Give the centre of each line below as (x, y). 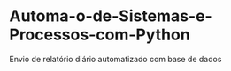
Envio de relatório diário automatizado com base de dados (115, 59)
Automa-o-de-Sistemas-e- (111, 16)
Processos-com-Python (100, 35)
